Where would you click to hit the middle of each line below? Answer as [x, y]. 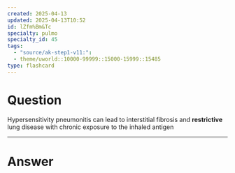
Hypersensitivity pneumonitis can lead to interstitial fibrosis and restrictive [115, 119]
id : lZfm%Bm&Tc [29, 27]
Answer [30, 161]
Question [34, 100]
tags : [15, 46]
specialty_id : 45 [33, 40]
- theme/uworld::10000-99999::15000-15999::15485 [87, 59]
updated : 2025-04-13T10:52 [47, 20]
